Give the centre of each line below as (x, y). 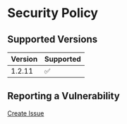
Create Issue (26, 113)
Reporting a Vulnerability (64, 96)
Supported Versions (52, 39)
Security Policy (53, 13)
